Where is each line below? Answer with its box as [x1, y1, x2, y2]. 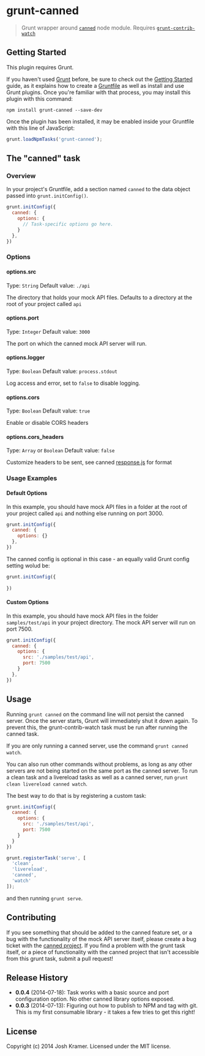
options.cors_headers [6, 433, 64, 440]
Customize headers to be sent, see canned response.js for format [6, 459, 173, 466]
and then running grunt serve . [6, 894, 83, 902]
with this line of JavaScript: [6, 124, 75, 132]
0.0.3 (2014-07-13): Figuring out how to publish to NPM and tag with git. [15, 1002, 198, 1009]
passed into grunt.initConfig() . [6, 192, 89, 200]
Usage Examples [6, 474, 58, 483]
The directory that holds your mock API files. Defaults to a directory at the [6, 293, 193, 301]
